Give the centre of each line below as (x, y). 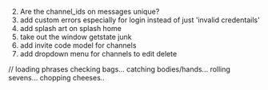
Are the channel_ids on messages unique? (90, 12)
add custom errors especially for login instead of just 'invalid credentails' (140, 20)
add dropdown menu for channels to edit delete (98, 54)
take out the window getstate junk (76, 37)
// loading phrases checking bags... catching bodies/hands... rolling (119, 69)
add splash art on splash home (70, 28)
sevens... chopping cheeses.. (57, 78)
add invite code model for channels (78, 45)
